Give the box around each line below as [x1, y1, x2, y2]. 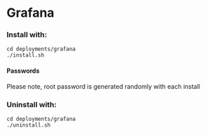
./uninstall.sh [6, 121, 51, 129]
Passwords [6, 66, 40, 75]
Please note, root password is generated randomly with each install [6, 82, 201, 90]
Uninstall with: [6, 99, 57, 109]
